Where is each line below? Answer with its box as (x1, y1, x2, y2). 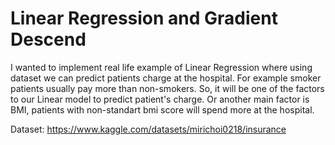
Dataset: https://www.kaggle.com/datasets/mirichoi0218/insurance (10, 123, 287, 135)
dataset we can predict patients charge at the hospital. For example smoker (10, 72, 322, 84)
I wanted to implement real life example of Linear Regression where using (10, 61, 313, 73)
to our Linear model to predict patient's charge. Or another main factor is (10, 93, 310, 105)
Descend (10, 28, 87, 51)
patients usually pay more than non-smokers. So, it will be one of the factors (10, 82, 325, 94)
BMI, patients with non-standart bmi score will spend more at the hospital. (10, 103, 315, 116)
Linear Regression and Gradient (10, 7, 278, 30)
